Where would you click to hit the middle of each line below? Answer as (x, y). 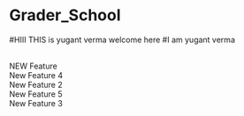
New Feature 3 (36, 103)
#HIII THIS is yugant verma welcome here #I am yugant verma (122, 40)
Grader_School (65, 15)
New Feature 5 (36, 94)
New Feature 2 (36, 84)
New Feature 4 (36, 75)
